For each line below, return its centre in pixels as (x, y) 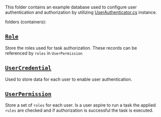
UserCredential (28, 68)
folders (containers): (26, 22)
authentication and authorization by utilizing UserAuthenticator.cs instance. (81, 12)
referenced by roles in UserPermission (44, 53)
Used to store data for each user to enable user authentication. (69, 79)
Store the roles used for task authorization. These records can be (71, 48)
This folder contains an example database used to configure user (71, 7)
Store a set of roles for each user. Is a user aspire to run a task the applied (80, 105)
